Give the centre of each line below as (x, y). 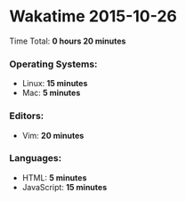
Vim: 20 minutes (53, 135)
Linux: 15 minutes (55, 84)
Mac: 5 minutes (51, 93)
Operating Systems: (53, 64)
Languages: (36, 158)
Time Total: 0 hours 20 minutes (68, 41)
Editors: (27, 116)
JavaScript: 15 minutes (65, 187)
